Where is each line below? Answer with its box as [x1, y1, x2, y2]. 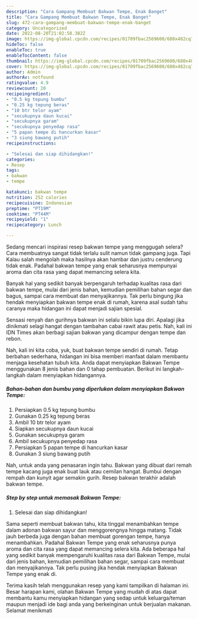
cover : [6, 63, 22, 70]
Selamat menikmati [6, 607, 52, 614]
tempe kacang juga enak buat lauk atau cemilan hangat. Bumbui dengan [6, 467, 181, 475]
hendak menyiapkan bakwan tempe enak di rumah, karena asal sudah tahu [6, 299, 188, 306]
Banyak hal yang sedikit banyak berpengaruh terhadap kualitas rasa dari [6, 280, 181, 287]
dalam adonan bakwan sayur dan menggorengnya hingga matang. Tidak [6, 526, 182, 533]
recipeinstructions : [6, 140, 57, 146]
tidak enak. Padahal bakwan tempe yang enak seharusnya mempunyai [6, 262, 177, 269]
